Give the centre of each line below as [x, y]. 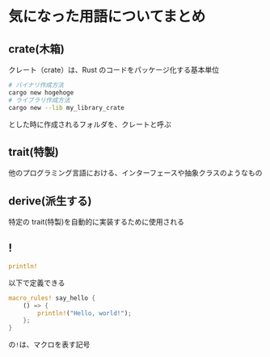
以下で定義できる [37, 283]
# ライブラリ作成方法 [39, 100]
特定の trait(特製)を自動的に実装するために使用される [96, 222]
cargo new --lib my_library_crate [67, 107]
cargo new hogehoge [41, 92]
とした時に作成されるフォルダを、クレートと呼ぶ [90, 124]
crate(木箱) [36, 49]
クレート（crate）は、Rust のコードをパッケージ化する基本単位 [114, 70]
